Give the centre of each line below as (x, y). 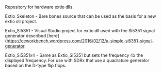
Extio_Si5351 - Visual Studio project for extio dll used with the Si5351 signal (80, 30)
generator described (25, 36)
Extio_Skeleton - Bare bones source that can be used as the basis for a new (80, 16)
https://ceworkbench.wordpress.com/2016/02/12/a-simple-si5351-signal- (80, 41)
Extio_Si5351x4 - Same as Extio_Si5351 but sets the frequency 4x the (74, 55)
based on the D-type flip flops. (36, 65)
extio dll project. (21, 21)
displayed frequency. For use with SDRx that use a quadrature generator (77, 60)
